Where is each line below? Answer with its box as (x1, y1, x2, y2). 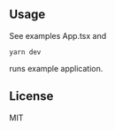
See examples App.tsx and (9, 30, 107, 41)
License (9, 88, 54, 104)
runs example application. (9, 63, 103, 73)
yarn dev (9, 48, 42, 57)
